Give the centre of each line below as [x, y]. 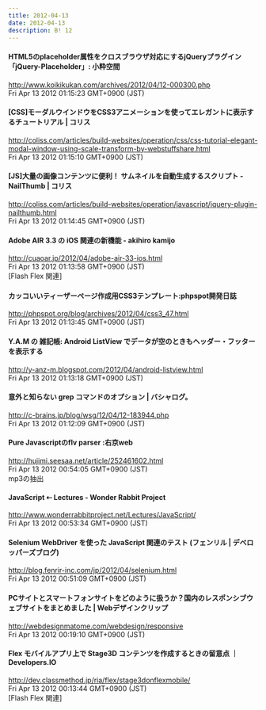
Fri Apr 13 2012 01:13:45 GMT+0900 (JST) [76, 323]
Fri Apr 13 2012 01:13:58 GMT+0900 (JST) [76, 267]
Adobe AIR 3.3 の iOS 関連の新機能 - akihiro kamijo [92, 240]
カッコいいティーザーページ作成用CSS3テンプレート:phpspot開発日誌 [123, 296]
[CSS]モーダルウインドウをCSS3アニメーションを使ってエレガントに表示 [127, 113]
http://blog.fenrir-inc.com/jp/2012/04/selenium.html [93, 571]
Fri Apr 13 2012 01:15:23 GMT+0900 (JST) [76, 93]
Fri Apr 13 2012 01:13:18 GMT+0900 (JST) [76, 378]
